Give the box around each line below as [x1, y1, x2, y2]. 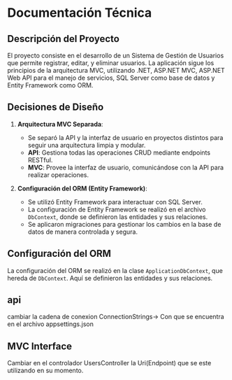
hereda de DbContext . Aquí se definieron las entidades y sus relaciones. [7, 274, 213, 282]
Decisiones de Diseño [7, 101, 104, 113]
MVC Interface [7, 340, 72, 352]
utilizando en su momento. [7, 366, 84, 375]
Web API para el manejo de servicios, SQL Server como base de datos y [7, 73, 215, 82]
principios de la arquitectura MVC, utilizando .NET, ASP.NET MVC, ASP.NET [7, 66, 225, 74]
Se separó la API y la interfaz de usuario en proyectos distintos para [27, 133, 224, 141]
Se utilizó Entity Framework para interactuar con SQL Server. [27, 197, 203, 206]
